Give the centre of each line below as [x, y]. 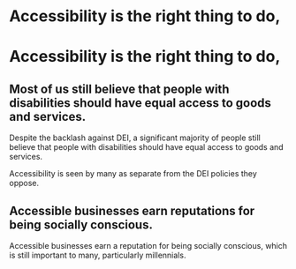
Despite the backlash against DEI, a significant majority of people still [135, 138]
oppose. [24, 183]
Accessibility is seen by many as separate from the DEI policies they [133, 174]
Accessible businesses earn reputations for [132, 210]
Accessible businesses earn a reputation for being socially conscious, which [148, 246]
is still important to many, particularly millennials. [98, 255]
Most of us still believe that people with [119, 89]
